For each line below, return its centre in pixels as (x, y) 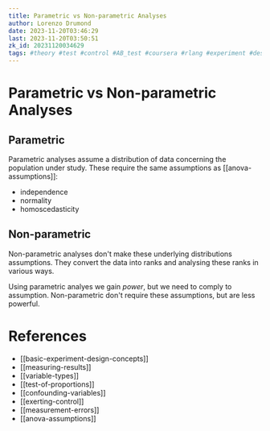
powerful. (24, 304)
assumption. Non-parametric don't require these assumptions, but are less (132, 295)
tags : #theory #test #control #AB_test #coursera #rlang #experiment (127, 53)
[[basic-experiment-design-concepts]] (84, 358)
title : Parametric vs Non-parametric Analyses (88, 16)
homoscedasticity (49, 209)
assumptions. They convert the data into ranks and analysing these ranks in (133, 262)
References (47, 336)
